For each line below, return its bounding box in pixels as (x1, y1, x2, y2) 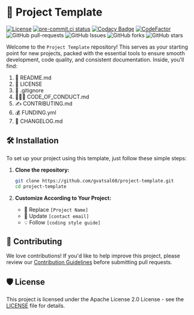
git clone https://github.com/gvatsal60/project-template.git (14, 178, 174, 184)
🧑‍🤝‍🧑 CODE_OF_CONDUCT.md (14, 93, 89, 100)
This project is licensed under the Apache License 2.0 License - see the (6, 296, 184, 303)
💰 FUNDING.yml (14, 109, 56, 116)
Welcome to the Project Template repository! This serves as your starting (6, 43, 188, 50)
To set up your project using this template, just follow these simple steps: (6, 154, 187, 161)
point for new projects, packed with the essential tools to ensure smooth (6, 49, 185, 56)
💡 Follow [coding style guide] (23, 218, 101, 226)
